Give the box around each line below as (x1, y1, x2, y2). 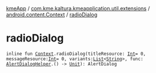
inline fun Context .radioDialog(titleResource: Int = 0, (6, 51, 146, 57)
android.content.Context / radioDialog (6, 11, 98, 18)
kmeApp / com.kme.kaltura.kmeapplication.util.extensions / (6, 5, 150, 12)
